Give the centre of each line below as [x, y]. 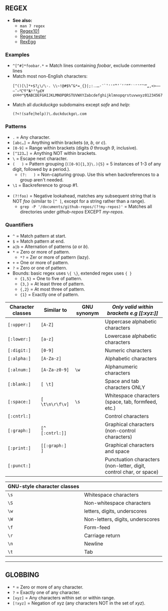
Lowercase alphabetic [131, 336]
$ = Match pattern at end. [38, 241]
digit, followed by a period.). [41, 169]
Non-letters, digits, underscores [122, 519]
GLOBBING [22, 575]
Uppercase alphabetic [131, 321]
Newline [94, 543]
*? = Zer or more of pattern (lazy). [55, 257]
